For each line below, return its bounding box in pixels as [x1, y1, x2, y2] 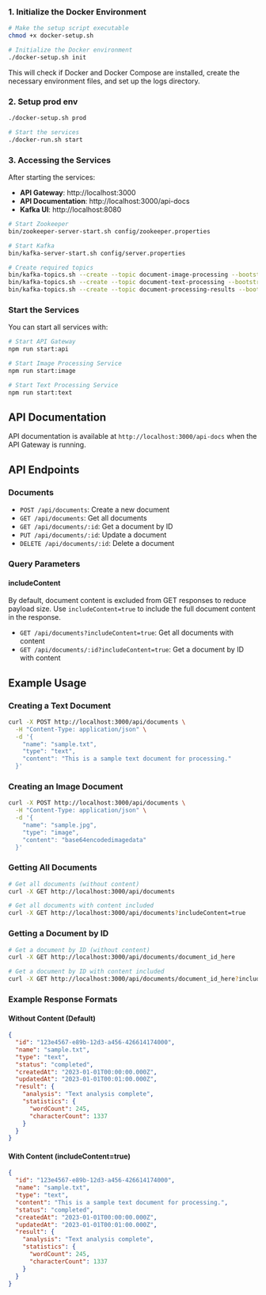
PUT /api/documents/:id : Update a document [19, 530, 167, 540]
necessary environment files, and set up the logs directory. [8, 76, 200, 86]
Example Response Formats [8, 993, 118, 1005]
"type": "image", [22, 828, 80, 836]
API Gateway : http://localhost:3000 [19, 188, 136, 198]
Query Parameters [8, 558, 81, 569]
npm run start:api [8, 345, 69, 353]
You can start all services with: [8, 322, 108, 332]
